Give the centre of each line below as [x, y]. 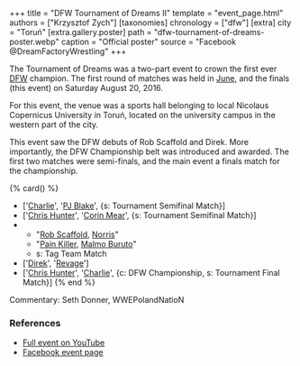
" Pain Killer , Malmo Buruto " [86, 244]
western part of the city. [54, 124]
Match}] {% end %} [59, 282]
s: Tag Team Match [71, 253]
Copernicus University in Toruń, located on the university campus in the [143, 115]
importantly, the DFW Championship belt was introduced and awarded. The [150, 151]
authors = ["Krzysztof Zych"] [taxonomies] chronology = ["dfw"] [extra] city [150, 23]
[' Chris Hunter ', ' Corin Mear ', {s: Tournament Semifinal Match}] [139, 215]
